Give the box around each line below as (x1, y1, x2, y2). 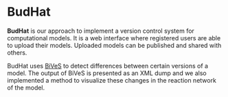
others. (7, 48, 27, 57)
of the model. (7, 83, 45, 92)
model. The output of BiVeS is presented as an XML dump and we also (7, 69, 207, 77)
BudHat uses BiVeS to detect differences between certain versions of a (7, 61, 208, 70)
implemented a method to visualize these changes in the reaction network (7, 76, 216, 84)
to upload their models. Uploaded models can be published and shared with (7, 41, 222, 49)
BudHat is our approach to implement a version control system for (7, 27, 194, 35)
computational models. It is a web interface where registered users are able (7, 33, 221, 42)
